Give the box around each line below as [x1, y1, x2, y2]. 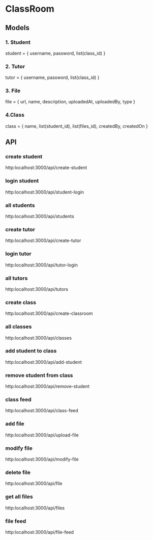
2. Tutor [5, 63, 25, 70]
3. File [5, 87, 21, 94]
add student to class [5, 347, 57, 355]
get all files [5, 493, 33, 500]
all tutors [5, 275, 28, 282]
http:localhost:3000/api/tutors [5, 286, 69, 292]
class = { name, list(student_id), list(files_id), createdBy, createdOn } [5, 123, 148, 129]
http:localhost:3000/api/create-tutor [5, 237, 81, 244]
